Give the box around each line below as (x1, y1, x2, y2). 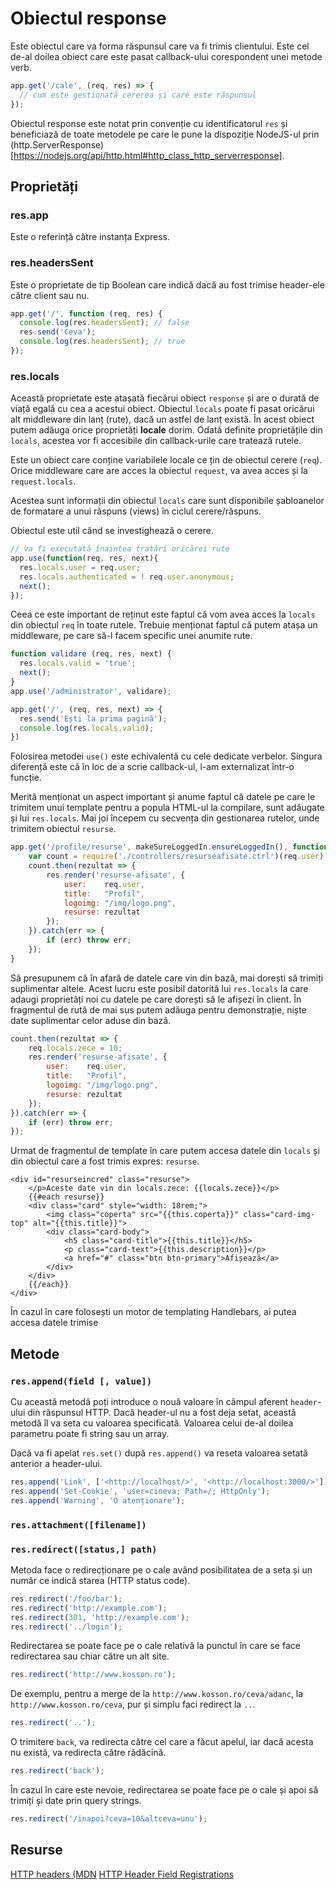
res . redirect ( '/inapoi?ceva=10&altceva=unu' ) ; (10, 1814, 208, 1824)
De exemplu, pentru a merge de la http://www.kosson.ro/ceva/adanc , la (10, 1688, 304, 1700)
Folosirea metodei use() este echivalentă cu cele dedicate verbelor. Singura (10, 750, 323, 762)
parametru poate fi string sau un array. (10, 1428, 170, 1440)
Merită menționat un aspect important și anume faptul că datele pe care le (10, 791, 316, 803)
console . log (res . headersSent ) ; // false (19, 318, 190, 328)
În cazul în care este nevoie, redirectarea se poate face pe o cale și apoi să (10, 1784, 319, 1796)
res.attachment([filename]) (10, 1519, 147, 1531)
